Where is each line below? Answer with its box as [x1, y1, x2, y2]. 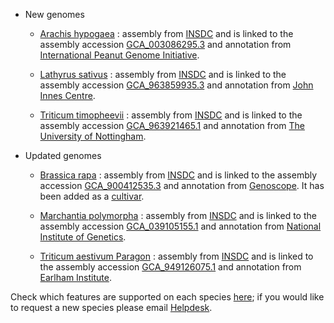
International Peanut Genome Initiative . [39, 49, 200, 61]
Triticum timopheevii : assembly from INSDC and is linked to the [39, 109, 303, 121]
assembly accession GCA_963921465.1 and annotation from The [39, 120, 305, 131]
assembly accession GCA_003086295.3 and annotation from [39, 39, 292, 50]
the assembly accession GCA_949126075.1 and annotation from [39, 261, 302, 273]
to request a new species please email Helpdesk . [10, 302, 213, 313]
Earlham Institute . [39, 272, 112, 283]
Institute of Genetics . [39, 231, 127, 243]
